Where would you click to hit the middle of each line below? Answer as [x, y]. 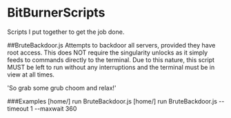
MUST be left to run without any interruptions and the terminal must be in [111, 67]
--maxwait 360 [56, 108]
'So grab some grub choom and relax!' [62, 88]
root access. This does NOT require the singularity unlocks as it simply [108, 52]
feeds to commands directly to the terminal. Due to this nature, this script [111, 59]
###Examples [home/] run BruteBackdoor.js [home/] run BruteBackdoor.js [112, 101]
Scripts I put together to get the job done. [66, 32]
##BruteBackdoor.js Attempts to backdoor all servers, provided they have [111, 45]
